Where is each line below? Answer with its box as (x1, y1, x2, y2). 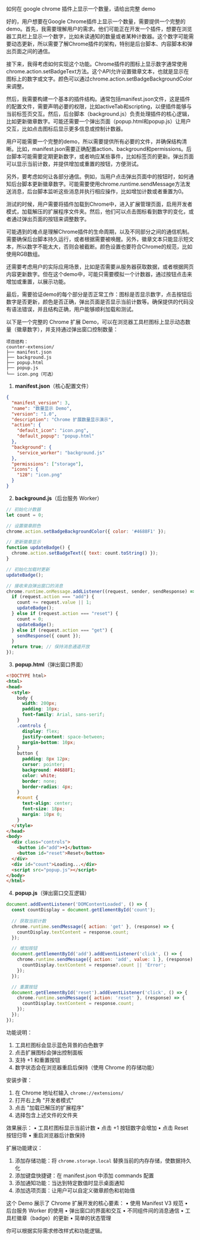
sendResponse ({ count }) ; (17, 633, 82, 639)
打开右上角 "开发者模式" (14, 1096, 74, 1103)
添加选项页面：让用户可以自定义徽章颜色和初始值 (14, 1186, 135, 1194)
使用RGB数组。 (6, 251, 43, 258)
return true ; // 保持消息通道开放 (11, 644, 90, 650)
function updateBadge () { (6, 545, 70, 551)
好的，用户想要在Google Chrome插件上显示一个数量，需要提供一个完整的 (6, 18, 186, 25)
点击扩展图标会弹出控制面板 (14, 1049, 83, 1056)
